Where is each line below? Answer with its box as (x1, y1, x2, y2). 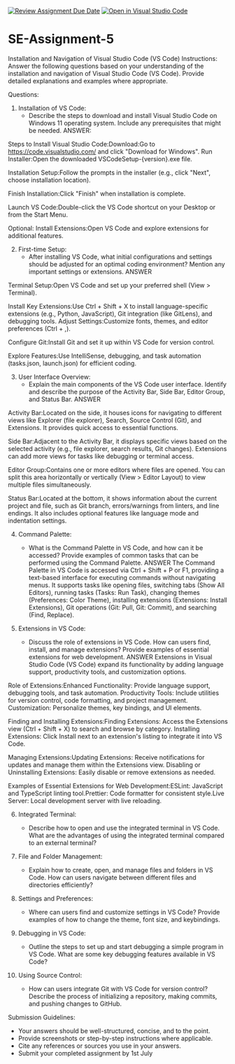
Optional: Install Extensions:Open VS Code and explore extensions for (8, 224, 209, 232)
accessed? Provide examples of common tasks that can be (28, 551, 199, 559)
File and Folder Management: (17, 852, 103, 861)
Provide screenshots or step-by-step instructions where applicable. (17, 1034, 213, 1042)
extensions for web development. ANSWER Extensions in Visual (28, 652, 213, 661)
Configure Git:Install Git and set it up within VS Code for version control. (8, 337, 215, 346)
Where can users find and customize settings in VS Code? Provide (28, 908, 220, 916)
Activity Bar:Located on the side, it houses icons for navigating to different (8, 408, 222, 417)
